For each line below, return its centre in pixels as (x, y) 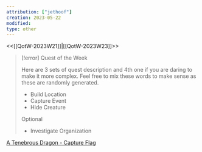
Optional (32, 119)
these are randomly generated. (60, 83)
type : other (21, 29)
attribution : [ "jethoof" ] (39, 12)
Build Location (48, 94)
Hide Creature (48, 108)
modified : (19, 23)
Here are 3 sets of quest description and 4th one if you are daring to (107, 70)
